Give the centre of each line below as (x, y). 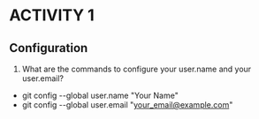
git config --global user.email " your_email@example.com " (127, 105)
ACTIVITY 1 (52, 15)
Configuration (49, 48)
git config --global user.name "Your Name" (100, 95)
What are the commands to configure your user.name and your (137, 69)
